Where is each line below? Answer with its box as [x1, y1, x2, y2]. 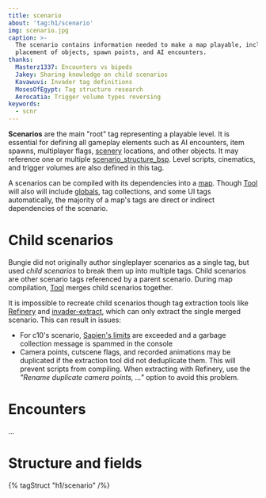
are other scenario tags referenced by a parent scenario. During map [8, 274, 234, 284]
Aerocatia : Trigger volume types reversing [15, 93, 161, 101]
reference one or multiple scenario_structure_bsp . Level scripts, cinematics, [8, 155, 256, 163]
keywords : [8, 100, 41, 108]
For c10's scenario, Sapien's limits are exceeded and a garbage [19, 330, 226, 339]
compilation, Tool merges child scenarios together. [8, 282, 173, 292]
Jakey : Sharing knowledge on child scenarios [15, 71, 169, 79]
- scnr [15, 108, 37, 116]
